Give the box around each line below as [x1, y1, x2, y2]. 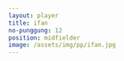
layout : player [8, 11, 59, 20]
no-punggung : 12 [8, 26, 62, 34]
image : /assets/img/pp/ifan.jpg [8, 41, 116, 49]
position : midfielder [8, 33, 81, 42]
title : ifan [8, 19, 48, 27]
